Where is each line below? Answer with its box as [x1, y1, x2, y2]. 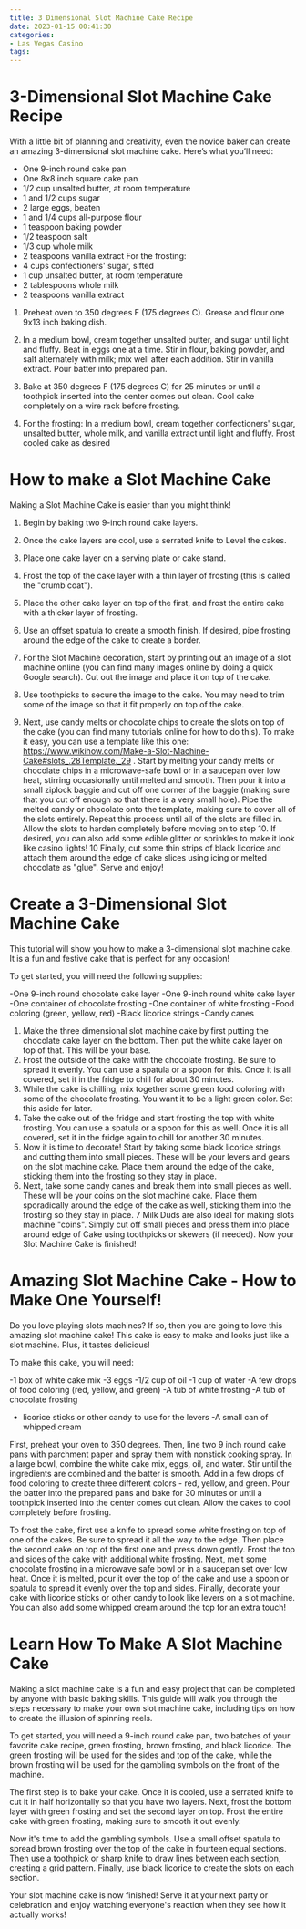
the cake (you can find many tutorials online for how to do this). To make [22, 727, 295, 737]
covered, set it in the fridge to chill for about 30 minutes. [22, 1073, 234, 1085]
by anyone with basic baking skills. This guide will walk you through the [9, 1693, 278, 1704]
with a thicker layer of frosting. [22, 607, 138, 618]
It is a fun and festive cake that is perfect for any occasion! [9, 953, 230, 964]
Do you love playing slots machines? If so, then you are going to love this [9, 1319, 283, 1331]
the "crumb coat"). [22, 580, 94, 591]
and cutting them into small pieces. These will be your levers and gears [22, 1150, 290, 1162]
